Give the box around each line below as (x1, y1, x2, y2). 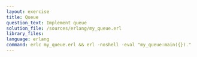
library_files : (6, 31, 44, 37)
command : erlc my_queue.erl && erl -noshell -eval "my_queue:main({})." (6, 42, 192, 48)
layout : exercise (6, 8, 50, 15)
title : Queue (6, 14, 39, 20)
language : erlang (6, 36, 50, 42)
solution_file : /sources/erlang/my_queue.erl (6, 25, 122, 31)
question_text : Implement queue (6, 20, 87, 26)
